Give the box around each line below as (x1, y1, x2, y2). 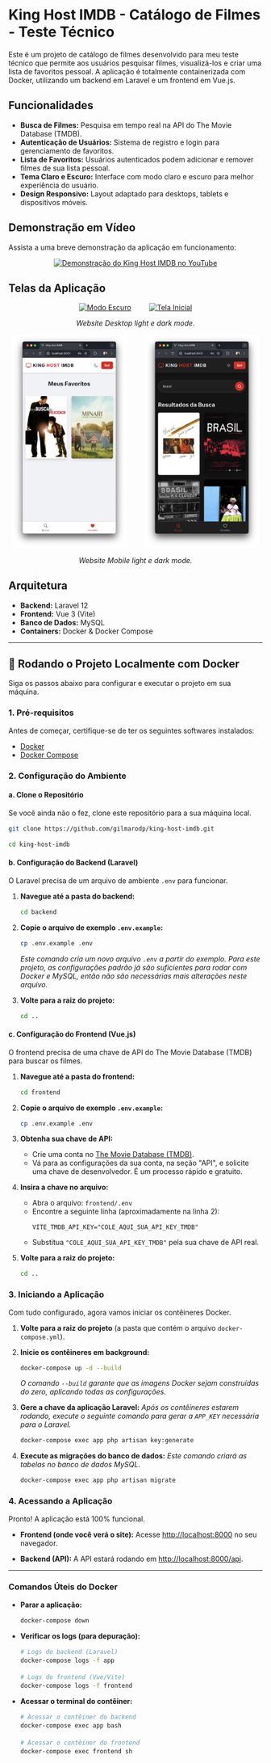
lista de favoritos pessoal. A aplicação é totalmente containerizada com (8, 66, 246, 76)
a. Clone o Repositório (8, 790, 84, 800)
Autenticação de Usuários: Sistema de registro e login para (19, 137, 220, 147)
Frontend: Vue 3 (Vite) (19, 608, 96, 619)
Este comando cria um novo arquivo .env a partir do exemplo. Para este (19, 953, 261, 963)
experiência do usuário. (19, 180, 99, 190)
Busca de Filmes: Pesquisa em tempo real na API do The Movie (19, 120, 232, 130)
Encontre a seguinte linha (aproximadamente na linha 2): (31, 1206, 220, 1217)
